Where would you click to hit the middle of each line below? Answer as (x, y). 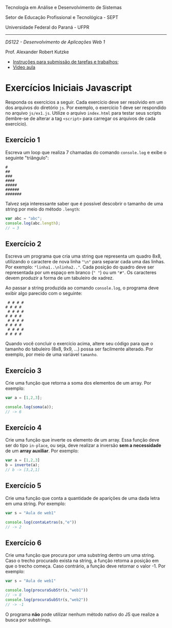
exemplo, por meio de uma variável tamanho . (52, 354)
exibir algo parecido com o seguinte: (44, 294)
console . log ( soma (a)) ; (29, 407)
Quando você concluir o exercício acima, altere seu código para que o (79, 344)
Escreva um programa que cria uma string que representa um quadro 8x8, (84, 256)
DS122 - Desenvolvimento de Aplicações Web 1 (55, 42)
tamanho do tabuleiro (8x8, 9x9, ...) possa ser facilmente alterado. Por (79, 349)
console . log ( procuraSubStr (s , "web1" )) (47, 590)
